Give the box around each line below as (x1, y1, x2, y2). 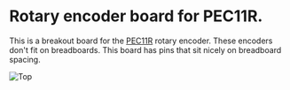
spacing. (9, 54, 42, 64)
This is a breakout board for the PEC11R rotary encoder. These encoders (9, 35, 273, 46)
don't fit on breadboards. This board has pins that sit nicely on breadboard (9, 44, 282, 55)
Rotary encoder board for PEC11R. (9, 6, 263, 26)
